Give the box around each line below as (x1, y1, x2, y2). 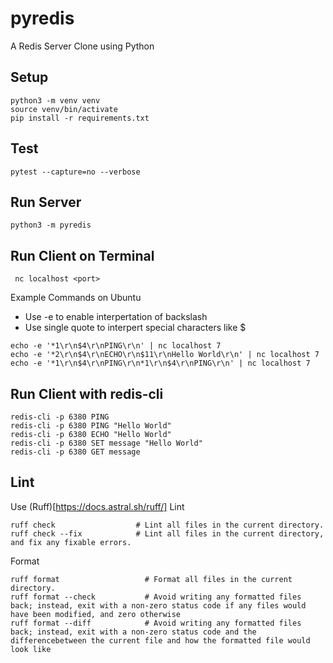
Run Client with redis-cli (10, 385, 164, 402)
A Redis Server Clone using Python (10, 40, 155, 52)
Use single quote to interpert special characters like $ (24, 322, 247, 334)
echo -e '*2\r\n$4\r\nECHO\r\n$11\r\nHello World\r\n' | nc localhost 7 (10, 350, 320, 360)
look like (10, 644, 52, 654)
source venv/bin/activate (10, 104, 118, 114)
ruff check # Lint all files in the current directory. (10, 520, 325, 530)
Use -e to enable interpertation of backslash (24, 311, 208, 323)
